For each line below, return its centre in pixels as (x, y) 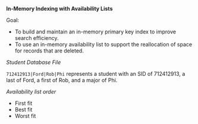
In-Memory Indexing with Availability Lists (59, 9)
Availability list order (31, 92)
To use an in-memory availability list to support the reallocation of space (103, 44)
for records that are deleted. (49, 51)
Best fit (23, 109)
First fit (23, 103)
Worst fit (25, 116)
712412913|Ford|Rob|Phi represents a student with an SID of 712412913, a (96, 74)
